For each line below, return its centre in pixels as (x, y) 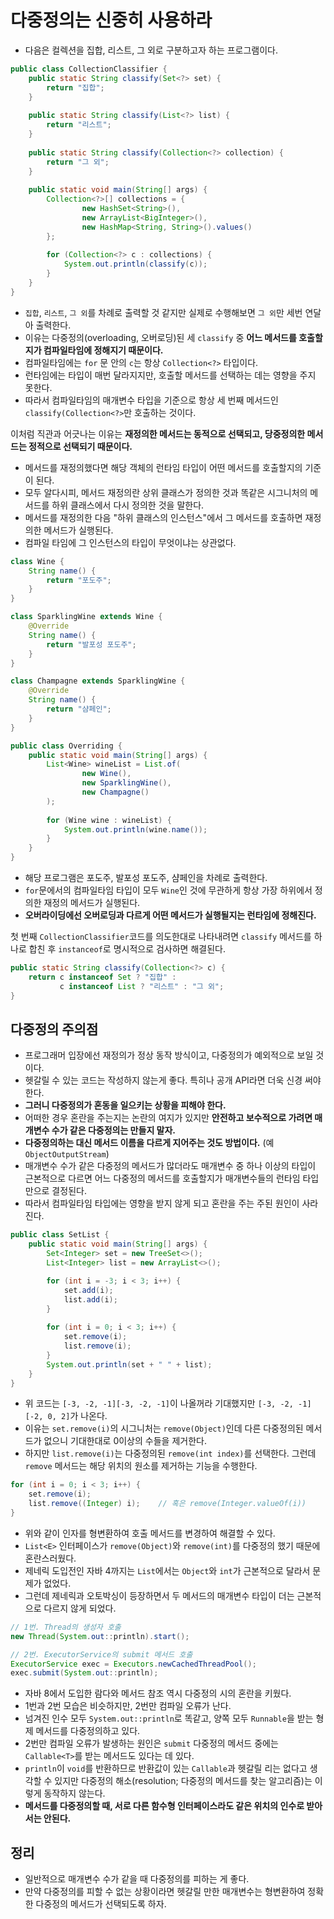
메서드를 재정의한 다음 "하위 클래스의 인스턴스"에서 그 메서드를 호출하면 (163, 517)
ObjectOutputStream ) (67, 1154)
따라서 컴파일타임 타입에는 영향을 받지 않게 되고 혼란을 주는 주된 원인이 (162, 1203)
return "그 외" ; (78, 162)
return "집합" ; (75, 87)
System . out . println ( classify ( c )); (135, 264)
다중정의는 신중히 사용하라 (111, 20)
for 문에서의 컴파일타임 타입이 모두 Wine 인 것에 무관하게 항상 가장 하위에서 (168, 890)
